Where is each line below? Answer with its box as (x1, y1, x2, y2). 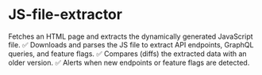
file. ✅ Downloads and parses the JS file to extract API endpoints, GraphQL (8, 39, 254, 49)
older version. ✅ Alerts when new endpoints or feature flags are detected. (8, 58, 250, 67)
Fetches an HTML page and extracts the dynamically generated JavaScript (8, 32, 253, 41)
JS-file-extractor (8, 6, 123, 24)
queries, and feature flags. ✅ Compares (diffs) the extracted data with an (8, 49, 248, 58)
